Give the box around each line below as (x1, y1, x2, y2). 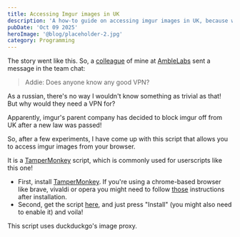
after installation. (17, 193, 68, 201)
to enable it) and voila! (17, 208, 84, 216)
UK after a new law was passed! (7, 121, 102, 129)
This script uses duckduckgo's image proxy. (7, 222, 138, 231)
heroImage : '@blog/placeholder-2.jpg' (7, 30, 123, 38)
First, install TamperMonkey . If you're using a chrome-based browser (17, 178, 221, 186)
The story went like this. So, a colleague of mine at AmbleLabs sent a (7, 56, 211, 65)
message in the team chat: (7, 64, 86, 73)
